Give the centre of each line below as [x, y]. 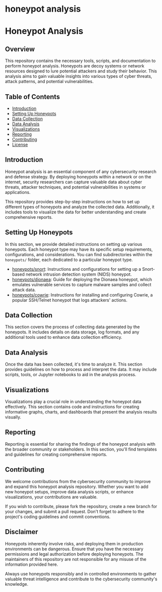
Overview [20, 49]
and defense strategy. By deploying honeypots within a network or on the [78, 176]
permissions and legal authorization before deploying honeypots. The [74, 554]
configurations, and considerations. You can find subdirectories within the [79, 254]
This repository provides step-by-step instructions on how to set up [72, 201]
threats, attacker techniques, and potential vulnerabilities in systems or [75, 187]
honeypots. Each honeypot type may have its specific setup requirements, [79, 249]
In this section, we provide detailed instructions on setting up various [74, 244]
